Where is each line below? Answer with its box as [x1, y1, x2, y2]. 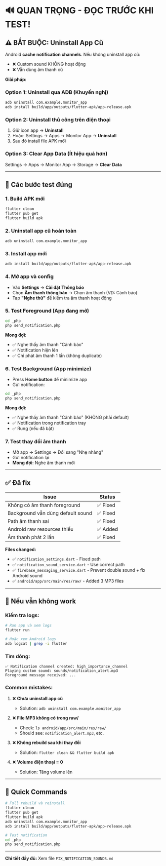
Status [99, 493, 116, 500]
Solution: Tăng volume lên [19, 769, 73, 775]
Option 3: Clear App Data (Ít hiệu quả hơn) [5, 150, 108, 157]
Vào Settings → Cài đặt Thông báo [12, 284, 84, 290]
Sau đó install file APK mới [12, 138, 66, 144]
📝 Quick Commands [5, 787, 68, 796]
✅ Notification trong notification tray [12, 420, 86, 426]
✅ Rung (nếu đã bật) [12, 425, 54, 431]
